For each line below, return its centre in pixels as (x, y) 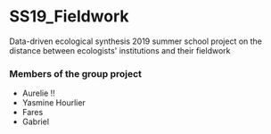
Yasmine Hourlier (54, 103)
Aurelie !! (38, 93)
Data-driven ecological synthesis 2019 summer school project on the (136, 41)
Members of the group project (76, 73)
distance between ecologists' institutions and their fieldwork (120, 50)
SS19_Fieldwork (69, 17)
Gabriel (36, 121)
